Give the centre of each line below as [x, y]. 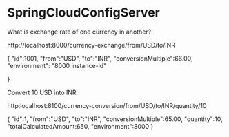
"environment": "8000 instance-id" [57, 65]
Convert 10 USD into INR [42, 92]
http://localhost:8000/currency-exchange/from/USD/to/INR [91, 45]
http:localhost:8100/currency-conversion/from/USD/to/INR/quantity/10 [107, 105]
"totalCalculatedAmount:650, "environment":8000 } [80, 126]
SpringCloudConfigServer [83, 13]
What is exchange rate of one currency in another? [79, 32]
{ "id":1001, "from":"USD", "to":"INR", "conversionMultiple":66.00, [100, 58]
